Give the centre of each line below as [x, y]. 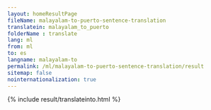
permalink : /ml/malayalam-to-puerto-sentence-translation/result [105, 66]
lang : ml [20, 40]
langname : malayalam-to [42, 60]
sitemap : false [30, 73]
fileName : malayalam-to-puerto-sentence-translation [87, 20]
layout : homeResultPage [42, 14]
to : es [17, 54]
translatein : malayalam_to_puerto [58, 27]
